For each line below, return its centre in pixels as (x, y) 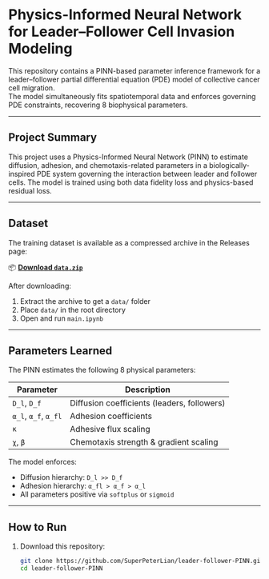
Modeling (40, 49)
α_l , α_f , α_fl (37, 416)
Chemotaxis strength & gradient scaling (144, 442)
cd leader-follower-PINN (61, 569)
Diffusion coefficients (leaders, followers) (148, 403)
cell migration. (32, 88)
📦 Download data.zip (46, 267)
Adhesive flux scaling (110, 429)
